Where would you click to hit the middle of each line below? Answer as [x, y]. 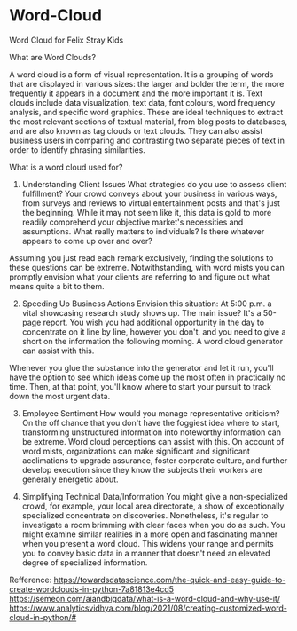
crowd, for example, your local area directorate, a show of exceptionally [153, 506]
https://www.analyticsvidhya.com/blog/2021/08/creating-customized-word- [148, 608]
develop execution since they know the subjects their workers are [142, 469]
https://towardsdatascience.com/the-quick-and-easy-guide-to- [170, 580]
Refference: [31, 580]
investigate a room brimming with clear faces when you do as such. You [153, 525]
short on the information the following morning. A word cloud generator [152, 341]
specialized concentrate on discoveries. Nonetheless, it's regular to [145, 515]
